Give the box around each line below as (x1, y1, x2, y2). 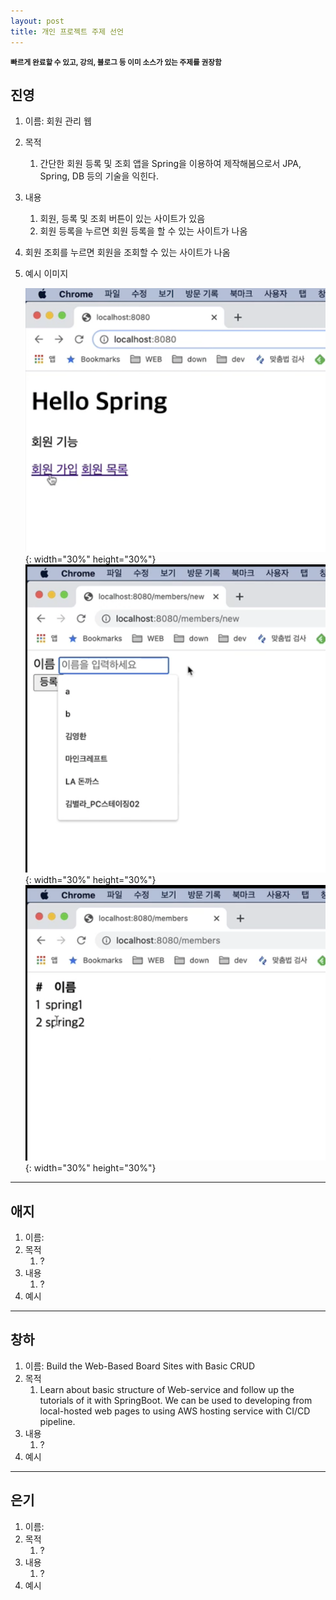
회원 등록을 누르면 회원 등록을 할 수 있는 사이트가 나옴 (39, 225, 248, 237)
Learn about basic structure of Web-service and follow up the (39, 1383, 295, 1395)
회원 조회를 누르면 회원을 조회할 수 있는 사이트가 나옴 (24, 246, 231, 259)
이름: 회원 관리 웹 (24, 115, 92, 127)
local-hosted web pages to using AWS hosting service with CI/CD (39, 1405, 311, 1417)
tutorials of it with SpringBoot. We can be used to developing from (39, 1394, 313, 1406)
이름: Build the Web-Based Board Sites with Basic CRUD (24, 1360, 256, 1372)
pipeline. (39, 1415, 76, 1427)
